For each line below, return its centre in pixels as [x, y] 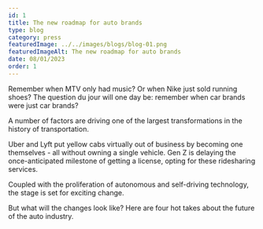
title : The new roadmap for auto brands [76, 23]
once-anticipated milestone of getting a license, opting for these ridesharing [132, 161]
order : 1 [22, 67]
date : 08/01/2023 [37, 60]
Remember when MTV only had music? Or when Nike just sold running [123, 89]
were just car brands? [43, 105]
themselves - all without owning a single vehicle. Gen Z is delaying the [122, 152]
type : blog [26, 30]
